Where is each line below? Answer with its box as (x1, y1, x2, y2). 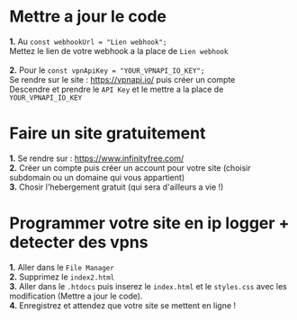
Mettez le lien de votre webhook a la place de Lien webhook (9, 45, 229, 56)
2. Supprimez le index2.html (9, 271, 115, 282)
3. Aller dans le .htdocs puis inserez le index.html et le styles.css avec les (9, 280, 288, 291)
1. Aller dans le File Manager (9, 262, 114, 272)
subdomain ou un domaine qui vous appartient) (9, 172, 185, 182)
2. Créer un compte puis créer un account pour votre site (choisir (9, 162, 251, 173)
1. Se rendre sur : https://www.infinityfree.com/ (9, 153, 184, 164)
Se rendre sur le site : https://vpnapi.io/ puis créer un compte (9, 74, 236, 84)
